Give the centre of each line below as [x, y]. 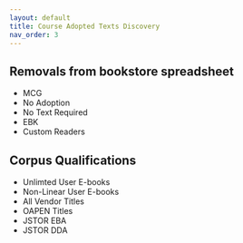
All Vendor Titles [53, 201]
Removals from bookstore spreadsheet [121, 71]
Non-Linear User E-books [71, 192]
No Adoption [46, 103]
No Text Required [55, 112]
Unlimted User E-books [66, 182]
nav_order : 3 [34, 34]
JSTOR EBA [44, 220]
